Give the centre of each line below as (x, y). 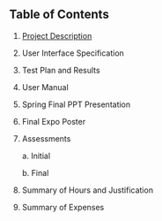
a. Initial (36, 156)
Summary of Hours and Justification (88, 190)
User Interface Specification (73, 53)
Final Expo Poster (54, 121)
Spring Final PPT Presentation (76, 104)
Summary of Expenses (63, 207)
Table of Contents (59, 15)
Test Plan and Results (61, 70)
